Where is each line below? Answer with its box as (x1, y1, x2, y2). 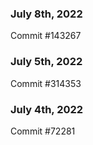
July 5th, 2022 (10, 55, 83, 69)
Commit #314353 (10, 77, 82, 89)
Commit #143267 (10, 30, 82, 42)
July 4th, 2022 (10, 102, 84, 116)
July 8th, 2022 (10, 7, 83, 21)
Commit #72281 (10, 125, 76, 137)
